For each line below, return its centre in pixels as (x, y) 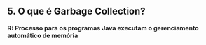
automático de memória (43, 35)
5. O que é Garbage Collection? (76, 11)
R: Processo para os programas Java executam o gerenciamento (103, 28)
